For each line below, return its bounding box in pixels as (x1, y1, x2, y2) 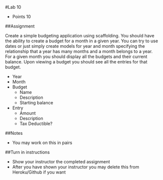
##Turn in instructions (5, 150, 50, 155)
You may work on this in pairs (12, 140, 72, 146)
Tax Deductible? (19, 120, 53, 126)
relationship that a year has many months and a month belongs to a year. (5, 49, 153, 54)
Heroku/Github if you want (12, 169, 66, 175)
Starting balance (19, 100, 53, 105)
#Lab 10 (5, 4, 21, 10)
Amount (19, 110, 36, 116)
